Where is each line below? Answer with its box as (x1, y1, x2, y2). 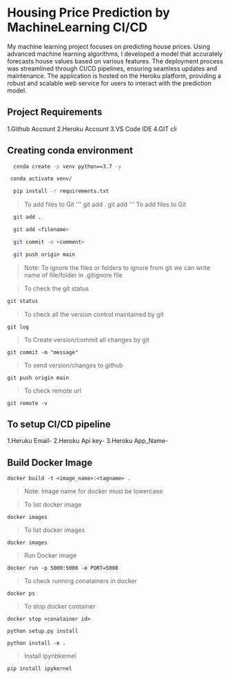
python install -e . (7, 640, 67, 647)
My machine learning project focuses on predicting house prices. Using (7, 42, 211, 50)
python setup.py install (7, 628, 79, 635)
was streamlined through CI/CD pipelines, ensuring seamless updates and (7, 64, 218, 72)
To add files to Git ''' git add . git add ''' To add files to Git (23, 200, 187, 208)
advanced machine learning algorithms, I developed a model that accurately (7, 50, 223, 58)
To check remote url (23, 386, 81, 395)
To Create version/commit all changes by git (23, 335, 150, 344)
